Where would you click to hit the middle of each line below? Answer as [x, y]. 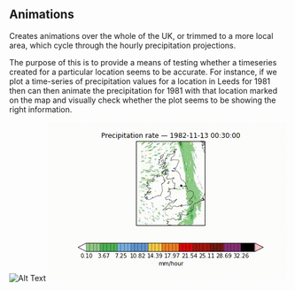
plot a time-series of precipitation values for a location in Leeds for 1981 [140, 81]
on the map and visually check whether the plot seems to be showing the [143, 100]
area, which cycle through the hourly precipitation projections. [123, 45]
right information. [41, 109]
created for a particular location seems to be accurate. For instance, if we [143, 72]
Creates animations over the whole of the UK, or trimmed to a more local [141, 35]
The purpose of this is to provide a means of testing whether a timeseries [143, 62]
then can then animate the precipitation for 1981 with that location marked [144, 90]
